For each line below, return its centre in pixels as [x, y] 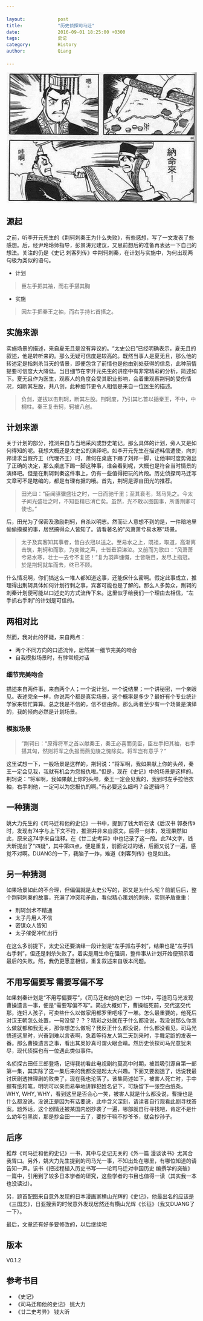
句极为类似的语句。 [30, 260]
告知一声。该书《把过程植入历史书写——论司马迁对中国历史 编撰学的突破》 [100, 1168]
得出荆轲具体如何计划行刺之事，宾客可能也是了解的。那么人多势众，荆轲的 [104, 585]
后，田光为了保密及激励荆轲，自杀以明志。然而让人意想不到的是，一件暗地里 [101, 522]
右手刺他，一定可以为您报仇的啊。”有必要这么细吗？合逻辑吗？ [93, 786]
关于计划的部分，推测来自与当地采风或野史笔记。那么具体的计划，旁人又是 [99, 443]
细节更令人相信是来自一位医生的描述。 [128, 386]
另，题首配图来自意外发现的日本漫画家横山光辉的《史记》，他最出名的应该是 [100, 1196]
